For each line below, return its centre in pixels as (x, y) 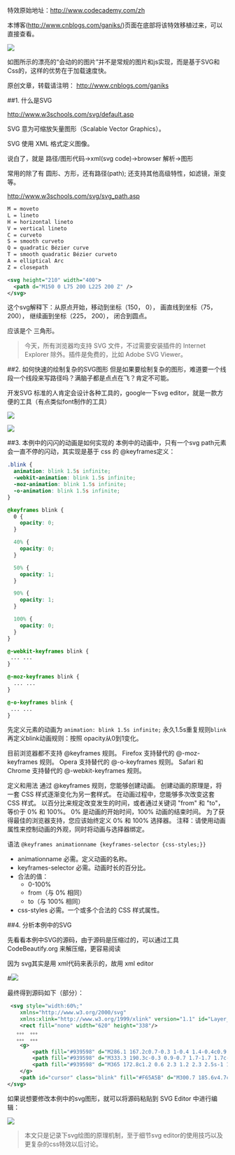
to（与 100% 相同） (56, 902)
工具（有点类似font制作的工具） (65, 402)
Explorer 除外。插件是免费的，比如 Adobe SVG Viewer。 (106, 355)
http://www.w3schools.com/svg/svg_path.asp (73, 196)
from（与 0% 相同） (57, 893)
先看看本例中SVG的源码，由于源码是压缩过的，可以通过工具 (93, 940)
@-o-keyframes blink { (40, 702)
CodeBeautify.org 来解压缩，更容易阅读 (64, 949)
